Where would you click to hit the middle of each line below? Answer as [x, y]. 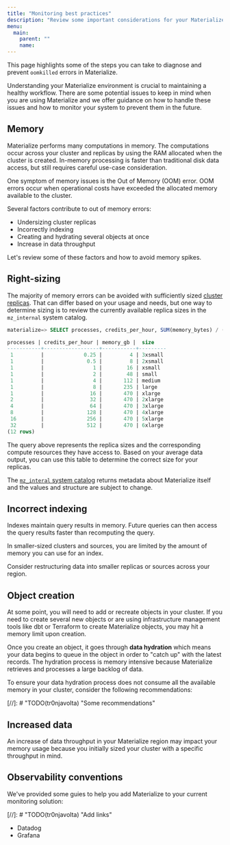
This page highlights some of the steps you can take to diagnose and [104, 65]
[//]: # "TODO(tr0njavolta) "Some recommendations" [81, 703]
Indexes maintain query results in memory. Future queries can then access [112, 526]
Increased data [40, 724]
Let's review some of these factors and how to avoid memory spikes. [104, 257]
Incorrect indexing [47, 509]
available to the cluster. [40, 195]
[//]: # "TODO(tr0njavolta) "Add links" [60, 814]
